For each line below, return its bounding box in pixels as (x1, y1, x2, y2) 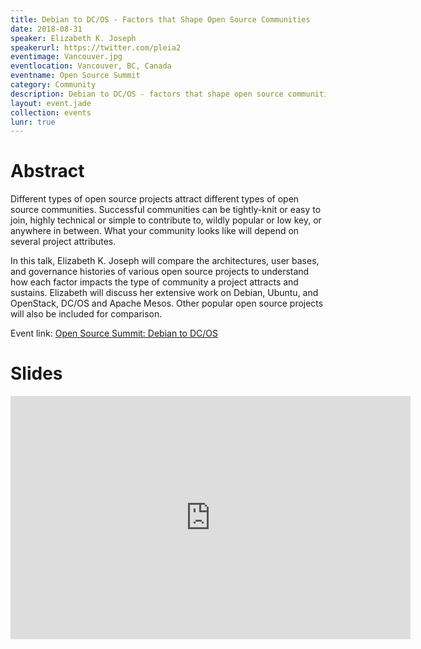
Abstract (10, 160, 85, 183)
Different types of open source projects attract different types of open (10, 193, 300, 205)
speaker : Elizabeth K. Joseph (10, 33, 137, 43)
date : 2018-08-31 (10, 24, 83, 34)
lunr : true (10, 117, 56, 127)
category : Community (10, 80, 97, 90)
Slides (10, 362, 63, 385)
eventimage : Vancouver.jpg (10, 52, 123, 62)
